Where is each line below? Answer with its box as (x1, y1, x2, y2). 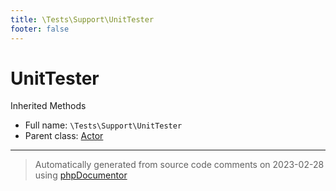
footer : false (10, 24, 70, 34)
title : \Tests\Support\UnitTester (10, 14, 155, 25)
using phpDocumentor (34, 169, 128, 181)
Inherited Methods (10, 100, 87, 112)
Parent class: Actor (24, 130, 104, 142)
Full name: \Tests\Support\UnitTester (24, 119, 183, 131)
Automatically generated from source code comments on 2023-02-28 (34, 159, 325, 171)
